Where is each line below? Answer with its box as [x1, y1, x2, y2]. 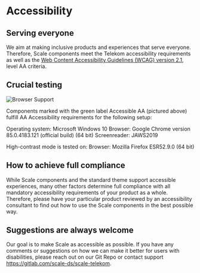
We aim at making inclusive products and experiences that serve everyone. [6, 44, 191, 51]
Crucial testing [6, 80, 63, 90]
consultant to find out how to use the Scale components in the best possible [6, 201, 193, 209]
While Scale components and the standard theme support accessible [6, 176, 176, 183]
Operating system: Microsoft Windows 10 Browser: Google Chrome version [6, 125, 191, 132]
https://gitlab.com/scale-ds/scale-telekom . [6, 260, 112, 267]
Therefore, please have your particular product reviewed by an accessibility [6, 195, 192, 202]
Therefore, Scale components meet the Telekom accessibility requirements [6, 50, 191, 57]
